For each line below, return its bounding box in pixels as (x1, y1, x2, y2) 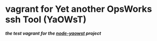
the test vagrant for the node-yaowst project (5, 30, 101, 36)
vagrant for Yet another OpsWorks (5, 3, 152, 15)
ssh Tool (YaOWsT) (5, 14, 87, 25)
